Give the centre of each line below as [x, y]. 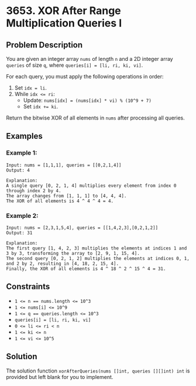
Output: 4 [18, 170]
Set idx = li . [30, 88]
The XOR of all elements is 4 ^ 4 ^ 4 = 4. [60, 201]
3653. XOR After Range [63, 11]
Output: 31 [19, 233]
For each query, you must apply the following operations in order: [85, 76]
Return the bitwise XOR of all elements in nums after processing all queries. [96, 118]
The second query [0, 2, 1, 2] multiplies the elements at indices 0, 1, [98, 258]
